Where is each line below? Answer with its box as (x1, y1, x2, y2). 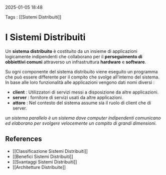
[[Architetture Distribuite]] (12, 164, 66, 170)
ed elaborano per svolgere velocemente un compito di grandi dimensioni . (5, 120, 157, 126)
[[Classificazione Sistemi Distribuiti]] (12, 148, 88, 154)
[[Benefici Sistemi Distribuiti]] (12, 153, 74, 159)
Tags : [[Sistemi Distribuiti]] (5, 14, 62, 20)
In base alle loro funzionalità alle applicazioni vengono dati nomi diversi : (5, 79, 155, 85)
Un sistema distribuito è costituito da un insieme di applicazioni (5, 48, 138, 54)
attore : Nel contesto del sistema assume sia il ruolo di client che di (12, 100, 151, 106)
